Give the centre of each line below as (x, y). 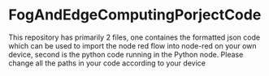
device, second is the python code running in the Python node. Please (126, 54)
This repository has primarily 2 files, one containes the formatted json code (134, 37)
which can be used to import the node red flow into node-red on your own (133, 45)
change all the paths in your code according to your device (107, 63)
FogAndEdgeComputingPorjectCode (135, 15)
